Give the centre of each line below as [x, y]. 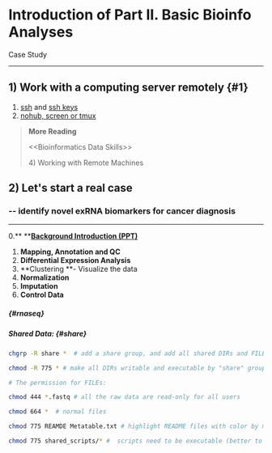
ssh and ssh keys [49, 107]
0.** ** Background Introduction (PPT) [73, 236]
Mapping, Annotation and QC [70, 252]
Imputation [39, 286]
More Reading [52, 131]
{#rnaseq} [26, 314]
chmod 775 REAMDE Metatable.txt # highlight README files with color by [134, 426]
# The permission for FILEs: [57, 383]
